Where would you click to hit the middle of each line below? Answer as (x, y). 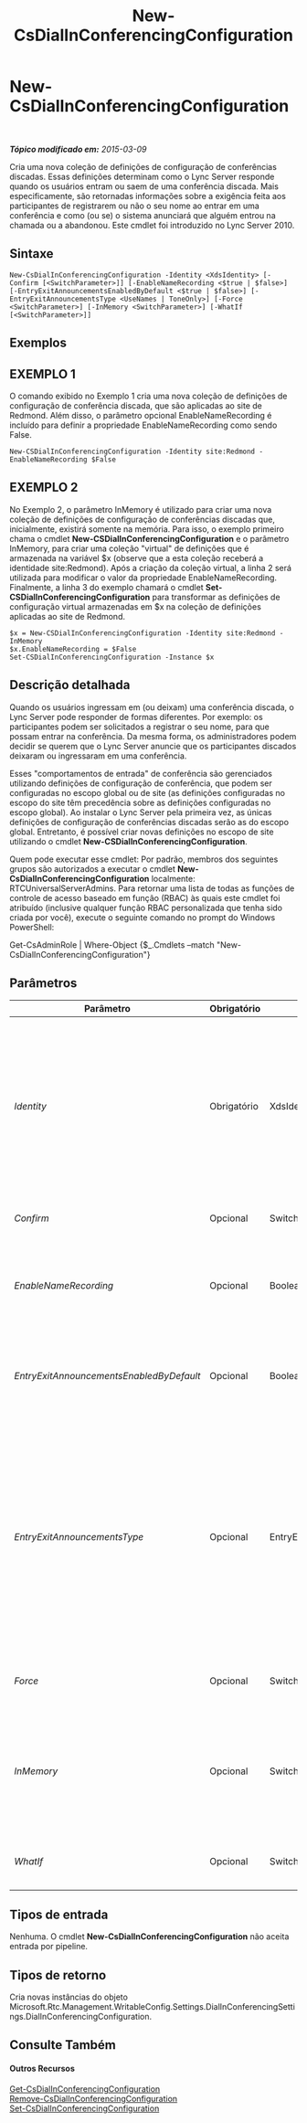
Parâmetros (43, 983)
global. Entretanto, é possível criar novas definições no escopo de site (142, 832)
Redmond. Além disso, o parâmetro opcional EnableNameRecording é (141, 415)
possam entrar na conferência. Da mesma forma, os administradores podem (153, 736)
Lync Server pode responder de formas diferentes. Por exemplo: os (136, 717)
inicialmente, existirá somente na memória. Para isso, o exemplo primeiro (147, 529)
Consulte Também (63, 2045)
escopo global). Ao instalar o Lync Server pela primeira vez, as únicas (141, 812)
